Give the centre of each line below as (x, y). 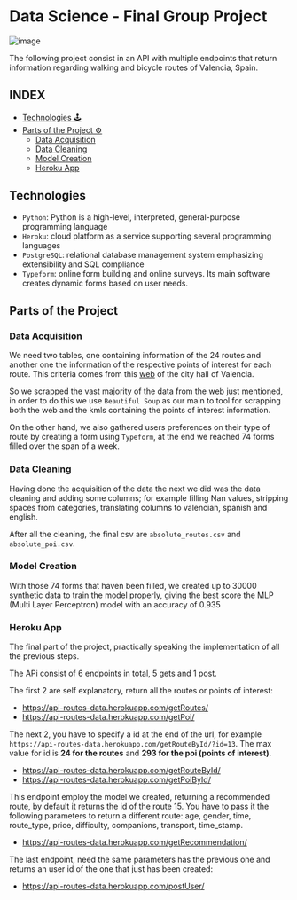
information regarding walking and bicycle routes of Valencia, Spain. (134, 67)
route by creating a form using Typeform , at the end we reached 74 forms (142, 437)
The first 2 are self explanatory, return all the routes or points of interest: (141, 691)
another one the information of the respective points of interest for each (141, 364)
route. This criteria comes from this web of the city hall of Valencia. (132, 374)
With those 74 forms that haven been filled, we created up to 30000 (133, 585)
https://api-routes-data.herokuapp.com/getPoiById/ (116, 780)
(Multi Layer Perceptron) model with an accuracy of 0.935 (115, 604)
